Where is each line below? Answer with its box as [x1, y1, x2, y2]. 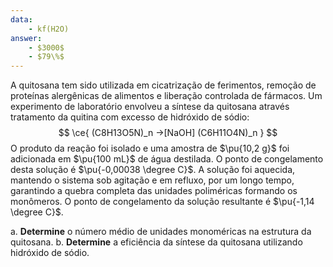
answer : [10, 33, 43, 43]
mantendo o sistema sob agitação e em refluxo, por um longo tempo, [10, 174, 295, 186]
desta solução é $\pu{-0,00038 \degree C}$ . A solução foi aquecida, [10, 164, 296, 176]
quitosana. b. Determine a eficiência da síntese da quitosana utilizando [10, 236, 303, 248]
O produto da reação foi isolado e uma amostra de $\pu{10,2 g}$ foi [10, 142, 290, 155]
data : [10, 14, 33, 25]
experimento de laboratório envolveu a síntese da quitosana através [10, 101, 290, 113]
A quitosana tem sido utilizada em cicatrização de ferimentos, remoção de [10, 79, 317, 91]
